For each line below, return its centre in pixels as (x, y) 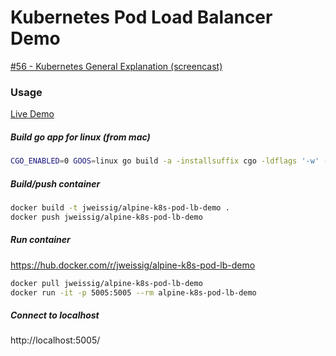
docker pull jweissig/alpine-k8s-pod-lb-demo (106, 283)
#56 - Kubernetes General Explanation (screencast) (116, 66)
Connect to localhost (55, 315)
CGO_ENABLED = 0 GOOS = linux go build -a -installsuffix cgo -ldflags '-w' (165, 161)
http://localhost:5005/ (55, 340)
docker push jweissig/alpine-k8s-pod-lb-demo (106, 217)
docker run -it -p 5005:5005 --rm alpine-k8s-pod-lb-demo (133, 292)
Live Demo (32, 114)
